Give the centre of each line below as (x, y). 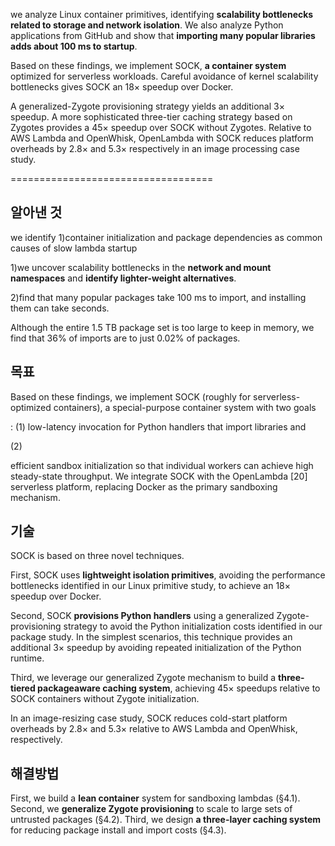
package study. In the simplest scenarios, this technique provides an (151, 637)
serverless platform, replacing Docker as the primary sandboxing (144, 486)
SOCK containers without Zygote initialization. (105, 699)
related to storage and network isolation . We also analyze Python (147, 25)
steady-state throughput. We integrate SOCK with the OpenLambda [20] (159, 476)
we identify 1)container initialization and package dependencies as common (166, 237)
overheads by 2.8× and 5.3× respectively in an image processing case (155, 148)
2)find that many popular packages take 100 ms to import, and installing (158, 297)
